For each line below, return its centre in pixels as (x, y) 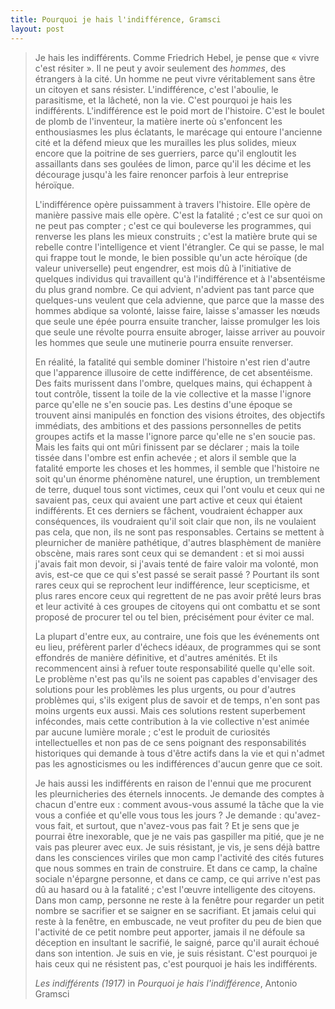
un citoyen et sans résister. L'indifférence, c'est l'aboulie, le (156, 89)
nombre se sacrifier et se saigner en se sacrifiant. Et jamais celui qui (175, 910)
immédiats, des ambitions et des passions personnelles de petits (168, 425)
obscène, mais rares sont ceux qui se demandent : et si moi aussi (169, 553)
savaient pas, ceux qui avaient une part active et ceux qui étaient (168, 500)
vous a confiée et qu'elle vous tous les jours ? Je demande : (158, 815)
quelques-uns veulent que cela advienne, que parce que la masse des (179, 300)
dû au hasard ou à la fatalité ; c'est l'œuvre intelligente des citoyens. (175, 889)
